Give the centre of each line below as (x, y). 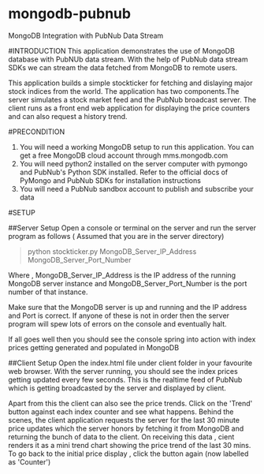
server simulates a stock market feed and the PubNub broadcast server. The (132, 99)
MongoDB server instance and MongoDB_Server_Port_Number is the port (128, 283)
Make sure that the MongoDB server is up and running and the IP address (128, 307)
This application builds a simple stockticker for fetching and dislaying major (130, 83)
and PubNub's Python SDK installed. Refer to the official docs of (124, 172)
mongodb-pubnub (70, 14)
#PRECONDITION (37, 132)
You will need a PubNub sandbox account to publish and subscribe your (136, 188)
